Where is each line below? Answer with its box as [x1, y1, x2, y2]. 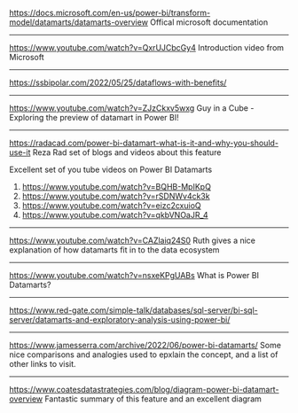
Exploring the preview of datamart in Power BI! [9, 113, 179, 122]
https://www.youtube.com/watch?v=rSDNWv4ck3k [21, 191, 210, 201]
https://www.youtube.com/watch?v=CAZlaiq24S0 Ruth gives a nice [9, 235, 255, 245]
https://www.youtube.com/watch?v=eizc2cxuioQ [21, 200, 201, 211]
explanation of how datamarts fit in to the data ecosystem [9, 245, 220, 255]
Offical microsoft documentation [150, 17, 269, 27]
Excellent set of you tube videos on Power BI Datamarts [9, 164, 213, 175]
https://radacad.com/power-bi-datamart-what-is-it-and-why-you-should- [9, 137, 279, 148]
